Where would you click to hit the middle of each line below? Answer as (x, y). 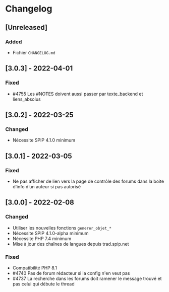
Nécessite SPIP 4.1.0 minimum (44, 140)
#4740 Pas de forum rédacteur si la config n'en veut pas (71, 273)
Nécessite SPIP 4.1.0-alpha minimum (51, 233)
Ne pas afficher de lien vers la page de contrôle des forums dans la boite (88, 181)
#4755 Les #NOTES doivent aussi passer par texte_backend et (78, 94)
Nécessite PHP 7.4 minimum (42, 238)
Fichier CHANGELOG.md (34, 52)
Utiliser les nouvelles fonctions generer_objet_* (62, 228)
